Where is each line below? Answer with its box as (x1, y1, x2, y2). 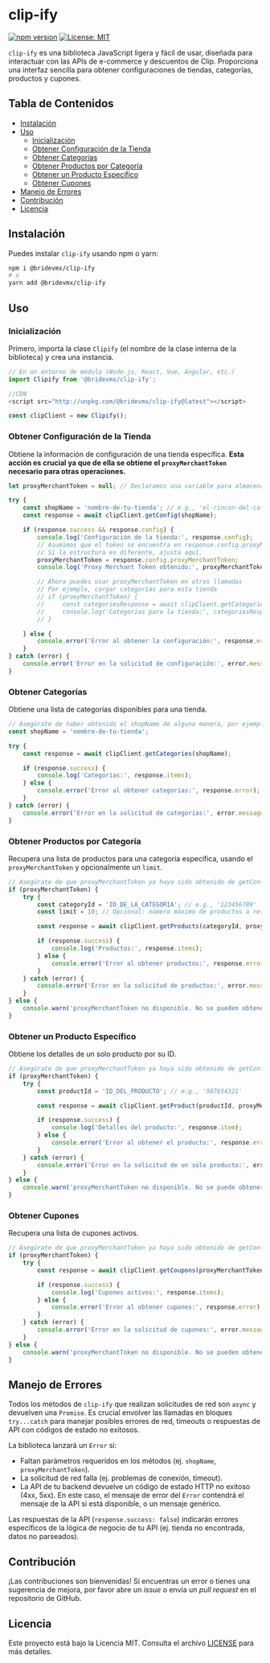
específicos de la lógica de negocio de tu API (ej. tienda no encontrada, (8, 1523, 245, 1533)
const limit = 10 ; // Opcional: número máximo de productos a (37, 908, 250, 916)
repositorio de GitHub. (8, 1594, 82, 1603)
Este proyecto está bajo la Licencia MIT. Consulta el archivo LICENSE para (8, 1638, 255, 1648)
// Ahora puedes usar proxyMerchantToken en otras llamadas (37, 578, 243, 586)
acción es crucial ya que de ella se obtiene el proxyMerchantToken (8, 457, 227, 468)
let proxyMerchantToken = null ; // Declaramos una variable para (8, 481, 231, 490)
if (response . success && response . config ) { (22, 526, 174, 534)
